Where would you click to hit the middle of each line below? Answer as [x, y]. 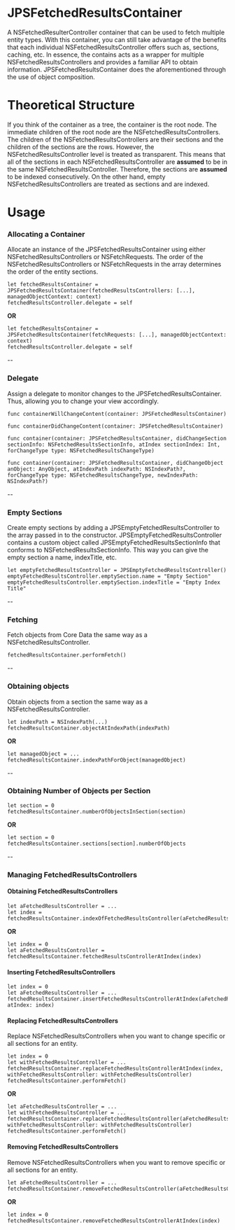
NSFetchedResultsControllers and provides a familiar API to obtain [102, 62]
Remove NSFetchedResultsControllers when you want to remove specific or [116, 1162]
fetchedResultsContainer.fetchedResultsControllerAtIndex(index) [104, 956]
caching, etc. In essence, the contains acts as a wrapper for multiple [106, 55]
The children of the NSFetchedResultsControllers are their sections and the [115, 139]
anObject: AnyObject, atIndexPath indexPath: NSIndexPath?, [97, 469]
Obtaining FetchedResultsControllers [63, 891]
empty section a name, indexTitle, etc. [62, 557]
